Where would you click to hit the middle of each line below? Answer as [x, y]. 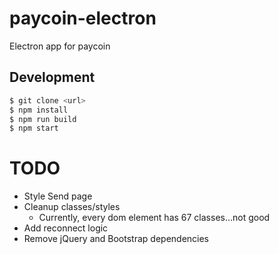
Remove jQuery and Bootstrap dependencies [116, 239]
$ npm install [39, 110]
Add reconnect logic [66, 228]
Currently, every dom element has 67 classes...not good [154, 218]
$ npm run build [43, 119]
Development [52, 77]
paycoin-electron [83, 18]
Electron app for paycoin [60, 46]
